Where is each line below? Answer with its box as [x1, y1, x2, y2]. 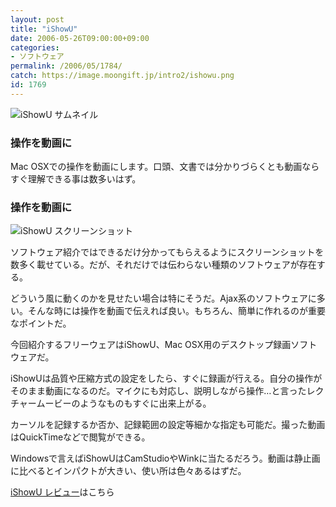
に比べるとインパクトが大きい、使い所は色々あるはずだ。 [10, 465, 247, 477]
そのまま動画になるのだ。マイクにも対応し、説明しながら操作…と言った [10, 385, 307, 397]
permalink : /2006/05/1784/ [10, 61, 123, 71]
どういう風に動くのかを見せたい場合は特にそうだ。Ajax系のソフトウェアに [10, 292, 317, 305]
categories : [10, 42, 60, 53]
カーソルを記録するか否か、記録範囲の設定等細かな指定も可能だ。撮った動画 [10, 419, 326, 431]
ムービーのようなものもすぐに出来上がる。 [36, 397, 212, 410]
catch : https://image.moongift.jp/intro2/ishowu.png [10, 71, 235, 81]
